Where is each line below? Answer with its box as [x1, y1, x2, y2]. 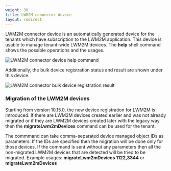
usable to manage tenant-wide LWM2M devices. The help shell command [5, 42, 161, 48]
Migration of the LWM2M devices [5, 95, 90, 102]
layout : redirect [5, 17, 42, 22]
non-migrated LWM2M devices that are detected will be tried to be [5, 149, 146, 155]
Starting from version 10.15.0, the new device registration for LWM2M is [5, 107, 156, 113]
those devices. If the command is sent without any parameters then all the [5, 143, 161, 150]
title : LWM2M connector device [5, 12, 72, 17]
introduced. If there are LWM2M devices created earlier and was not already [5, 112, 166, 118]
